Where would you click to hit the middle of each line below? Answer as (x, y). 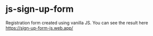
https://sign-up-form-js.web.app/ (39, 28)
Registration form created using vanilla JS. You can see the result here (77, 23)
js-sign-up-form (40, 9)
